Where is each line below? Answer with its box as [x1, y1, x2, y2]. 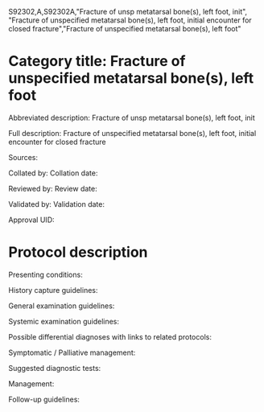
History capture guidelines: [8, 285, 98, 295]
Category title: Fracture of [8, 52, 186, 71]
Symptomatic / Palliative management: [8, 348, 136, 357]
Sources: [8, 152, 39, 162]
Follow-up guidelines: [8, 394, 80, 404]
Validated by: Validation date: [8, 199, 105, 208]
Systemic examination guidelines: [8, 316, 119, 326]
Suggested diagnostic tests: [8, 363, 101, 373]
